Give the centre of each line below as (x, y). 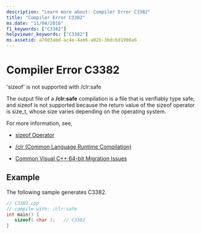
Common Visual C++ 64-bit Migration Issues (71, 158)
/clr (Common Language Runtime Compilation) (73, 147)
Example (23, 177)
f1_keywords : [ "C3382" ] (36, 29)
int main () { (23, 215)
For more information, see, (39, 123)
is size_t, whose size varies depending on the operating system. (86, 111)
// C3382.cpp (23, 203)
